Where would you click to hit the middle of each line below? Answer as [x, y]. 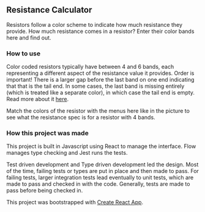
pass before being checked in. [45, 191]
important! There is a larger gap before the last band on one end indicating [100, 80]
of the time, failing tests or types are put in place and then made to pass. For [102, 171]
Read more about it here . [38, 99]
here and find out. [29, 37]
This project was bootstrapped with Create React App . [75, 202]
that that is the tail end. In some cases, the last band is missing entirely [95, 86]
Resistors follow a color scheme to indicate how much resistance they [94, 24]
